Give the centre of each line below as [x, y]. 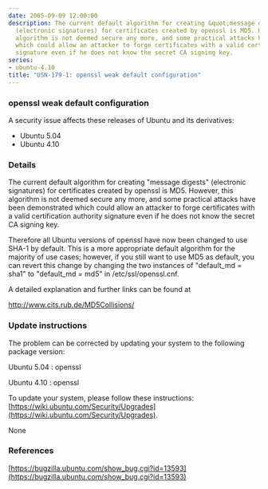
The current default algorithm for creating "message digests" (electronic [127, 182]
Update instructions [48, 325]
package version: [37, 351]
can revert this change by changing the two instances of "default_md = [125, 266]
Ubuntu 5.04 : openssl [45, 367]
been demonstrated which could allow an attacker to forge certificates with [132, 207]
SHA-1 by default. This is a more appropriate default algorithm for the [122, 249]
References [31, 451]
